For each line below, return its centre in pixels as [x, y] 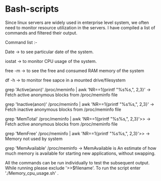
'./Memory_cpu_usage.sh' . [32, 173]
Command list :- [21, 42]
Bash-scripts [32, 9]
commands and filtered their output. [41, 33]
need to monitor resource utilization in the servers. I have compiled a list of [80, 27]
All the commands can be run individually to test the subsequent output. [77, 162]
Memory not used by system [34, 139]
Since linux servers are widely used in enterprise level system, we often [77, 22]
